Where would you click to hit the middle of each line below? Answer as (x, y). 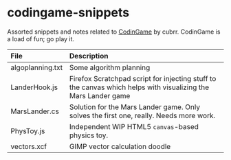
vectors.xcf (29, 146)
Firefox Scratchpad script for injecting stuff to (143, 78)
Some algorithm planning (110, 67)
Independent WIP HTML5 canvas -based (134, 126)
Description (89, 56)
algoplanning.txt (37, 67)
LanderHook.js (34, 87)
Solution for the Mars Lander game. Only (135, 106)
